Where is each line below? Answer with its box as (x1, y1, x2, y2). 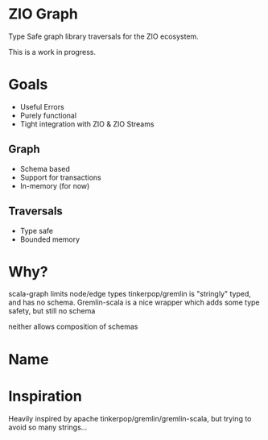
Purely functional (19, 110, 77, 120)
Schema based (19, 164, 70, 173)
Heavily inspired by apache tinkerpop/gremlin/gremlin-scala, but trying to (8, 413, 252, 423)
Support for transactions (19, 172, 102, 182)
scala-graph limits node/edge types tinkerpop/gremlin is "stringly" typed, (8, 289, 252, 299)
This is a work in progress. (8, 47, 97, 56)
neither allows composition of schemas (8, 322, 138, 331)
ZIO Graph (8, 5, 79, 23)
